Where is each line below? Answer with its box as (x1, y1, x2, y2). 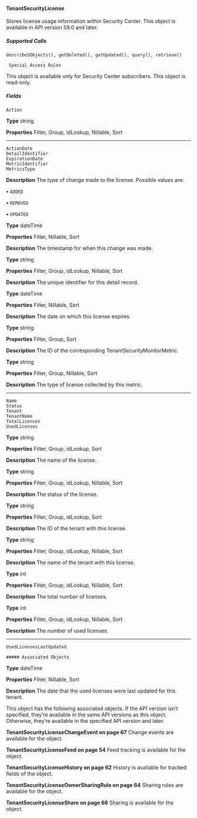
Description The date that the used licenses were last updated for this (6, 687, 176, 695)
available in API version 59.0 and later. (6, 24, 98, 31)
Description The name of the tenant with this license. (6, 559, 135, 566)
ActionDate (6, 146, 33, 152)
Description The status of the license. (6, 491, 98, 498)
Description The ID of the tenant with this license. (6, 525, 127, 532)
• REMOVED (6, 200, 29, 207)
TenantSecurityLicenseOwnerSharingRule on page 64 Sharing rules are (6, 782, 184, 789)
